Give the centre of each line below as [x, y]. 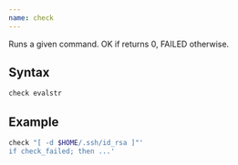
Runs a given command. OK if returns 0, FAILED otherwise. [119, 44]
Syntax [29, 72]
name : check [31, 18]
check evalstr [36, 93]
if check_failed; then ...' [62, 151]
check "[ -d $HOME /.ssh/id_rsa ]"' [76, 143]
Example [34, 122]
